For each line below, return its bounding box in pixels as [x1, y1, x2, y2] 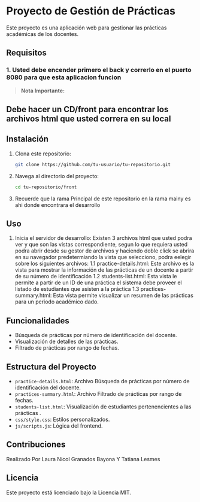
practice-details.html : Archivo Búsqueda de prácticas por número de [14, 378, 190, 385]
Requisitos [6, 48, 47, 58]
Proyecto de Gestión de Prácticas [6, 4, 175, 18]
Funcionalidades [6, 315, 70, 326]
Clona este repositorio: [14, 150, 71, 157]
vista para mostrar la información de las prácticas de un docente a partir [14, 266, 193, 273]
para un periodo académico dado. [14, 298, 99, 305]
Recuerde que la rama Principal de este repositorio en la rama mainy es [14, 195, 191, 202]
